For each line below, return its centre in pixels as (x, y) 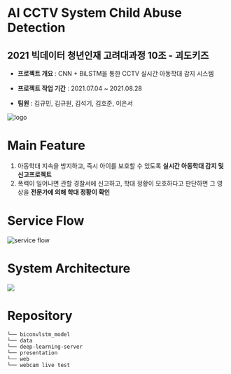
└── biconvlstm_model (39, 334)
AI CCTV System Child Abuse (94, 13)
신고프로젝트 (35, 174)
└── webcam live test (39, 365)
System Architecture (69, 269)
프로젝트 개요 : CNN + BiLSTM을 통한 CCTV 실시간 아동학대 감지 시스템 (115, 74)
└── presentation (33, 353)
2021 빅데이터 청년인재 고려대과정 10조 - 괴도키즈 (108, 55)
